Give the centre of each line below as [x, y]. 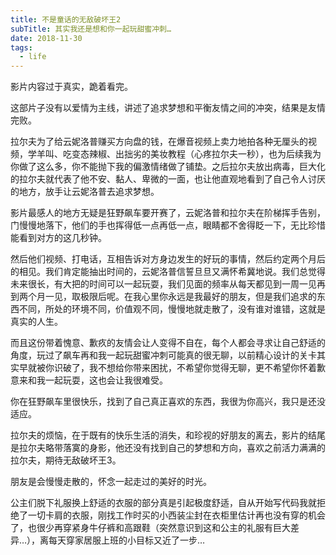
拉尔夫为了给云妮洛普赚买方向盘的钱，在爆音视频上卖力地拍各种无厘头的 [159, 142]
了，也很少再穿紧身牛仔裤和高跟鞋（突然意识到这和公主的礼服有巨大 [150, 528]
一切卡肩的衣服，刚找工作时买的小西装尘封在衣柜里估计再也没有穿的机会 [176, 515]
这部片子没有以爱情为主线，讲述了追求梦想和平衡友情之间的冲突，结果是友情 [168, 108]
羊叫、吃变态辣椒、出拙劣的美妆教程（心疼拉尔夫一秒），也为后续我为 [179, 154]
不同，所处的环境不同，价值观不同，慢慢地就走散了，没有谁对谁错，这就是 [172, 309]
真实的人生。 [36, 322]
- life [33, 57]
